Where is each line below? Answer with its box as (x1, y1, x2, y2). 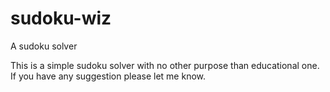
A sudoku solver (10, 40, 78, 52)
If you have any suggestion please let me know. (10, 70, 207, 82)
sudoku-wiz (10, 7, 112, 30)
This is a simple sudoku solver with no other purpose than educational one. (10, 59, 320, 71)
